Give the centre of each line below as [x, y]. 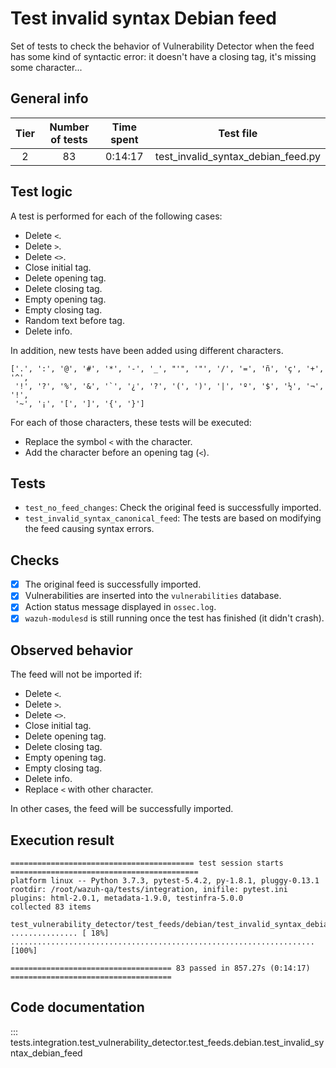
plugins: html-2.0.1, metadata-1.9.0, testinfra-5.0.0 [127, 898]
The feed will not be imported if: [76, 674]
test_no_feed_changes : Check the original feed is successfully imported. [173, 508]
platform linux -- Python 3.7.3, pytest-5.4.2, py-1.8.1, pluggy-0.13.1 [165, 881]
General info [49, 98]
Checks [35, 560]
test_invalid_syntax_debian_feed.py [237, 156]
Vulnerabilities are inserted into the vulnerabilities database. [153, 596]
